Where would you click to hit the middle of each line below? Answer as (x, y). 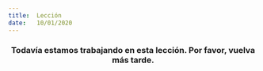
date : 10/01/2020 (40, 23)
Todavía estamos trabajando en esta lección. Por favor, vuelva (133, 50)
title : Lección (35, 15)
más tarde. (133, 60)
